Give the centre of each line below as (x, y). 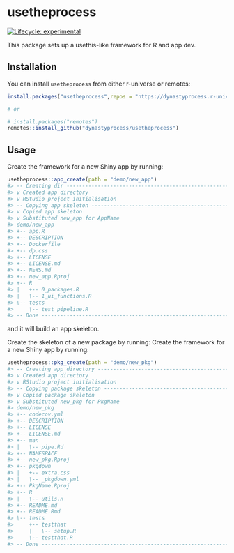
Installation (32, 67)
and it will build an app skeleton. (53, 329)
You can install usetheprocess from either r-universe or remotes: (99, 84)
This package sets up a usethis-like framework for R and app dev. (102, 45)
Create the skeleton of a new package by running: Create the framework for (116, 342)
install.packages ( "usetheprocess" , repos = (70, 96)
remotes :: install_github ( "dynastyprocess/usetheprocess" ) (93, 128)
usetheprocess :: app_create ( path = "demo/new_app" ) (82, 180)
